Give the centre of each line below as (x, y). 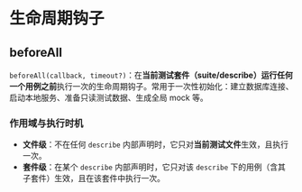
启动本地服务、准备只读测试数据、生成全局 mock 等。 (109, 97)
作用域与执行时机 (46, 123)
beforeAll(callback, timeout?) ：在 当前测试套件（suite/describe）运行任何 (151, 75)
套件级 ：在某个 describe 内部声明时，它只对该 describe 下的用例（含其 (154, 167)
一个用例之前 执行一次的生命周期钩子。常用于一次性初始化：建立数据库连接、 (151, 86)
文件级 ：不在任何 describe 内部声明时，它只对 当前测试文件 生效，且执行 (155, 144)
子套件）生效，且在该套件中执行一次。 (93, 178)
